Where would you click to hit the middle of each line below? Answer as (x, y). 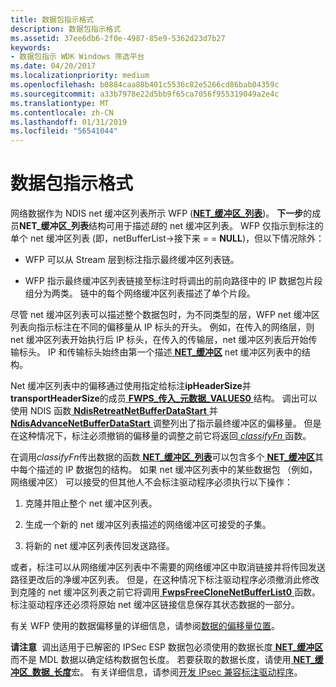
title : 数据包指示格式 (52, 19)
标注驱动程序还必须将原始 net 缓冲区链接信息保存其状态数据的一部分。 (155, 605)
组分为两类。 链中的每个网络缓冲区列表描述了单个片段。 (140, 293)
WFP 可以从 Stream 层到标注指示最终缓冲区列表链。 (132, 260)
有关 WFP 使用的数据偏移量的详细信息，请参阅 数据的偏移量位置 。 (145, 626)
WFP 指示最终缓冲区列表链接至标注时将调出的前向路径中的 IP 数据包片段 (173, 281)
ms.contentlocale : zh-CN (62, 112)
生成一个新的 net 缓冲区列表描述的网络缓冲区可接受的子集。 (148, 525)
